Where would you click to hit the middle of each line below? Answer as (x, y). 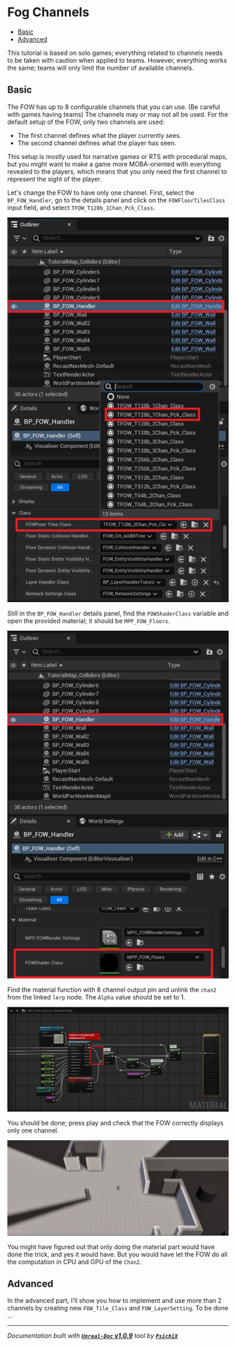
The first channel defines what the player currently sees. (99, 135)
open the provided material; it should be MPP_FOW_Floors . (89, 621)
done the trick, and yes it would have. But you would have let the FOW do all (118, 1254)
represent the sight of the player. (54, 179)
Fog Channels (48, 12)
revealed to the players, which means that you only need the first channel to (117, 171)
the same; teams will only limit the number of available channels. (101, 68)
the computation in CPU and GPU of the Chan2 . (74, 1262)
